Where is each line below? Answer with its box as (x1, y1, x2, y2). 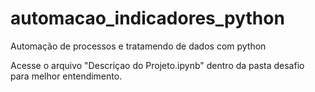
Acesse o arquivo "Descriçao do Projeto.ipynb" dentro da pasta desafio (10, 59, 305, 71)
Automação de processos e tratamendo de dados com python (10, 40, 267, 52)
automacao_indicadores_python (10, 7, 285, 30)
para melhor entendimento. (10, 70, 123, 82)
